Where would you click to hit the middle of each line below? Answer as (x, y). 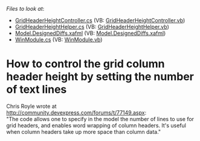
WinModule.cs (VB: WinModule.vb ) (59, 39)
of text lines (37, 89)
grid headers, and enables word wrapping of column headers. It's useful (96, 125)
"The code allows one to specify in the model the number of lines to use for (100, 119)
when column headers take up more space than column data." (84, 131)
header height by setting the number (100, 77)
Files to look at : (25, 9)
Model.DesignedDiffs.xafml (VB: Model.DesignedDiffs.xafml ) (90, 33)
